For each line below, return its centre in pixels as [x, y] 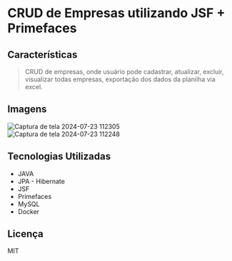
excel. [34, 87]
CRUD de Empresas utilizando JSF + [116, 13]
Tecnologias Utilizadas [59, 157]
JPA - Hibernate [41, 181]
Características [42, 55]
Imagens [27, 109]
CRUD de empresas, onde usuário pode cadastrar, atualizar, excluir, [124, 72]
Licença [26, 234]
